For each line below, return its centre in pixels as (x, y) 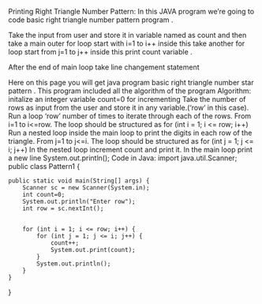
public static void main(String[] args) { (79, 181)
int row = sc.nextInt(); (63, 208)
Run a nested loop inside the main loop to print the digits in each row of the (130, 133)
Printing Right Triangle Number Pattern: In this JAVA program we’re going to (131, 11)
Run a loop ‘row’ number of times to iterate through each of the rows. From (130, 116)
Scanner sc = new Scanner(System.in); (86, 188)
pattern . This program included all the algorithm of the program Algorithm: (129, 91)
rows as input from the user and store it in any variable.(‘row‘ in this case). (129, 107)
